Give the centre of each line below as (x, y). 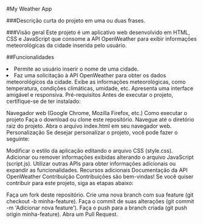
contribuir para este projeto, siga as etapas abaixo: (70, 183)
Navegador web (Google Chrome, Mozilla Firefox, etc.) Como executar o (97, 113)
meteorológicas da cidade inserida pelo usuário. (67, 45)
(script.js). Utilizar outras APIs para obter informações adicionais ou (91, 163)
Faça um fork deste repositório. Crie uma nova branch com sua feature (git (100, 195)
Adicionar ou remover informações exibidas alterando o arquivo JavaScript (100, 157)
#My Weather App (29, 9)
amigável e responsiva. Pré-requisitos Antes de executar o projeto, (90, 95)
